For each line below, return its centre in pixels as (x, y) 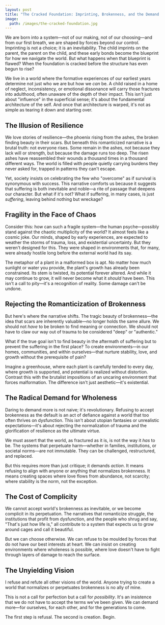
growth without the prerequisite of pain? (46, 357)
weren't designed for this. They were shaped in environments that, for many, (82, 248)
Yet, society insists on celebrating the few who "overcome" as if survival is (81, 179)
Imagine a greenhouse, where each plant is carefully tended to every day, (80, 367)
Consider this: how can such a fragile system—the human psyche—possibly (82, 226)
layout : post (18, 10)
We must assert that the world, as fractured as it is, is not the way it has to (80, 440)
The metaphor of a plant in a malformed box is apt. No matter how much (78, 262)
